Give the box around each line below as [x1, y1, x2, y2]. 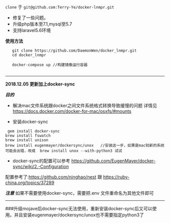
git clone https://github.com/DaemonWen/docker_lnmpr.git [12, 48, 137, 53]
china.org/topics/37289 [5, 180, 55, 186]
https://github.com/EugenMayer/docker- [71, 158, 156, 164]
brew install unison [5, 138, 49, 143]
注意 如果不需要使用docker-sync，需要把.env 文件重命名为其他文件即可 [5, 190, 154, 196]
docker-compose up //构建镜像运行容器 [12, 62, 88, 67]
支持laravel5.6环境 [12, 27, 51, 33]
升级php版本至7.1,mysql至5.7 [12, 21, 72, 27]
